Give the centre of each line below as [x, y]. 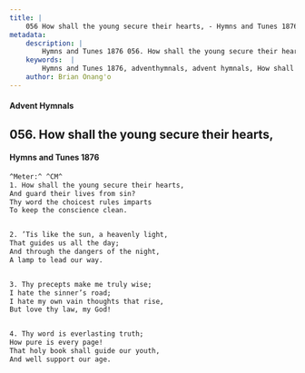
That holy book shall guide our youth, [85, 351]
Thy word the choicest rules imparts [81, 202]
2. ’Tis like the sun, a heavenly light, [89, 235]
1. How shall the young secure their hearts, [97, 185]
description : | [54, 43]
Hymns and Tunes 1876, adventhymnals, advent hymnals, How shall [168, 69]
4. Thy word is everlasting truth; [77, 334]
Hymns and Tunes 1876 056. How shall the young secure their [160, 52]
